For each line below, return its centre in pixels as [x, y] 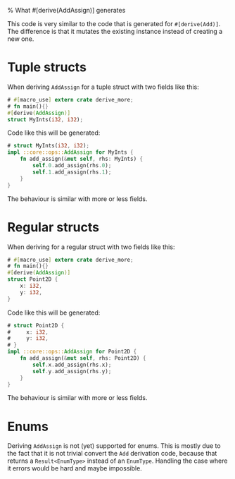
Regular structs [53, 227]
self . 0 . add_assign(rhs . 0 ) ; [72, 166]
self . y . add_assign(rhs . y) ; [72, 371]
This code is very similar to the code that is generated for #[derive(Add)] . [114, 24]
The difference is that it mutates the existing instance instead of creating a [115, 31]
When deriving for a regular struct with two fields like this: [91, 247]
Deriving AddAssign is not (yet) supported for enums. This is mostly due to [114, 446]
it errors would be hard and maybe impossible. [75, 468]
